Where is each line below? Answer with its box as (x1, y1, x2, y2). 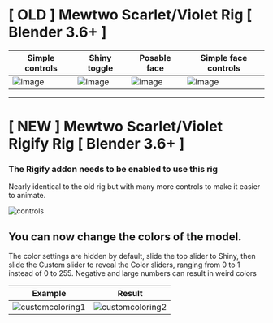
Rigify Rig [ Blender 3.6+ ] (8, 135, 185, 153)
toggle (88, 62, 114, 74)
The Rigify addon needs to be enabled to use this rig (8, 164, 218, 175)
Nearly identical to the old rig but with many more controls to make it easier (8, 182, 261, 192)
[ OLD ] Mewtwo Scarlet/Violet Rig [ (8, 6, 253, 24)
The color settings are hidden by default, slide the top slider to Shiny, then (8, 252, 256, 261)
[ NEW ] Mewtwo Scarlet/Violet (8, 118, 223, 136)
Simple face (200, 52, 248, 63)
